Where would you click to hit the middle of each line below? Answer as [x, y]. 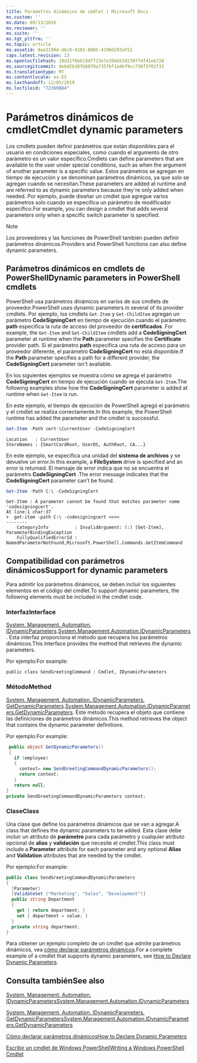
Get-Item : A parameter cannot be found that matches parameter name [93, 502]
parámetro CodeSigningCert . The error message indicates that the [87, 474]
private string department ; [46, 927]
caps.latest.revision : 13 [38, 55]
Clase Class [23, 811]
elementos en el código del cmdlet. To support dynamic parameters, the [93, 591]
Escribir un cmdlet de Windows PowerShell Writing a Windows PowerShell [95, 1048]
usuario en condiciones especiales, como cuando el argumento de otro [92, 152]
